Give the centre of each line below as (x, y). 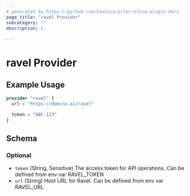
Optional (19, 155)
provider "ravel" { (30, 98)
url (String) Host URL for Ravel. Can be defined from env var (89, 181)
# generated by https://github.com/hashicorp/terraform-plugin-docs (93, 12)
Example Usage (36, 84)
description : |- (26, 28)
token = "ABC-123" (34, 114)
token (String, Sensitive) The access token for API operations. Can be (99, 168)
